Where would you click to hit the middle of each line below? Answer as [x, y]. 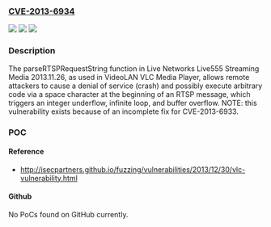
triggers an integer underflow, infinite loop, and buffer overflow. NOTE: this [133, 103]
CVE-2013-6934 [42, 11]
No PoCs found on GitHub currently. [68, 214]
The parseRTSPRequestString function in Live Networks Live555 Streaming [134, 68]
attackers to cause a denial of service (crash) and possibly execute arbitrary [135, 86]
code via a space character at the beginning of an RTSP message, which [129, 94]
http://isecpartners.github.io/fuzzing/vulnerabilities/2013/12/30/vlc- [133, 169]
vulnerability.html [49, 178]
